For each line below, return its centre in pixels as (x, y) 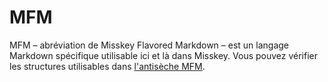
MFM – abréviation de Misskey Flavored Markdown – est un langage (149, 45)
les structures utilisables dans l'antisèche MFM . (107, 66)
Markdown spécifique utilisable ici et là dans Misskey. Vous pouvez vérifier (164, 55)
